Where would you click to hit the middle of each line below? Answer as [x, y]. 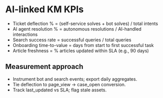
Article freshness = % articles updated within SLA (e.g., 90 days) [81, 51]
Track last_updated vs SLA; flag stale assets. [60, 90]
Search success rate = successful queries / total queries [72, 40]
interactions [25, 34]
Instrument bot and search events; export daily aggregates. [75, 79]
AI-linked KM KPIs [45, 9]
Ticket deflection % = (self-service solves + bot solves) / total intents [85, 23]
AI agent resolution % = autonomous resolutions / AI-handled [77, 29]
